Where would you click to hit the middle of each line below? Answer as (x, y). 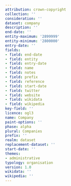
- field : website (23, 95)
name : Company (19, 117)
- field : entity (21, 59)
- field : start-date (26, 86)
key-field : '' (19, 109)
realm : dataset (20, 140)
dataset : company (23, 23)
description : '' (21, 28)
